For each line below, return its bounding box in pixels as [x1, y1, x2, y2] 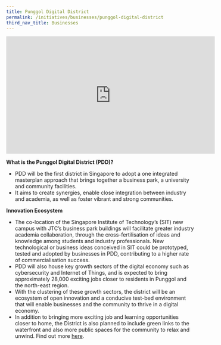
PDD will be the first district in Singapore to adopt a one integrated [14, 170, 178, 178]
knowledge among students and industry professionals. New [14, 238, 164, 245]
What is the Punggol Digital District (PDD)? [6, 158, 114, 166]
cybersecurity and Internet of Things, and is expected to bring [14, 269, 168, 276]
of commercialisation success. [14, 257, 90, 264]
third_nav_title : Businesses [6, 20, 79, 26]
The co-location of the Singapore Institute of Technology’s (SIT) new [14, 219, 183, 226]
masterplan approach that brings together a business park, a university [14, 176, 189, 184]
